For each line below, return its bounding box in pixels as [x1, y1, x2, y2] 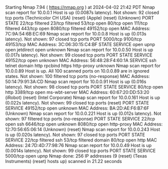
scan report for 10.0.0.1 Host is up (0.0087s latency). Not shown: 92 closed [5, 9, 159, 15]
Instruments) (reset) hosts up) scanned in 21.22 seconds [5, 158, 122, 164]
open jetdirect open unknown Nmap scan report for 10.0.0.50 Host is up [5, 47, 153, 52]
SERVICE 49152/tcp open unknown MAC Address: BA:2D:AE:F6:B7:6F [5, 105, 149, 111]
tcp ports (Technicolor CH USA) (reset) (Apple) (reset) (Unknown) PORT [5, 15, 154, 20]
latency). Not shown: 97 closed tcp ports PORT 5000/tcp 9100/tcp [5, 36, 142, 42]
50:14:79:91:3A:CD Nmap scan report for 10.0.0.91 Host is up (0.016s [5, 78, 146, 84]
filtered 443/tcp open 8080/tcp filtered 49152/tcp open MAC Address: [5, 25, 150, 31]
